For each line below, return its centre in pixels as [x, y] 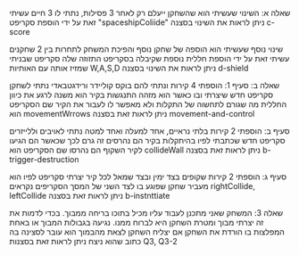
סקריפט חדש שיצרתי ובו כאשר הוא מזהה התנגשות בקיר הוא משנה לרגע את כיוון [141, 95]
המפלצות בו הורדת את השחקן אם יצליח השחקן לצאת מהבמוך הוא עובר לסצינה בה [147, 232]
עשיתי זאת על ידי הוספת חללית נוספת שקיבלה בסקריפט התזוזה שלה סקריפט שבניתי [149, 58]
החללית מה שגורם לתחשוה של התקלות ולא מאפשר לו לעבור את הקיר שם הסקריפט [148, 104]
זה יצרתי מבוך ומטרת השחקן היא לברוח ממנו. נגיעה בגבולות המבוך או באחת [137, 222]
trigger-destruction [44, 159]
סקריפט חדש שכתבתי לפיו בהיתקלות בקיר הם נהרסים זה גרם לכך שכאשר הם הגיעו [147, 140]
